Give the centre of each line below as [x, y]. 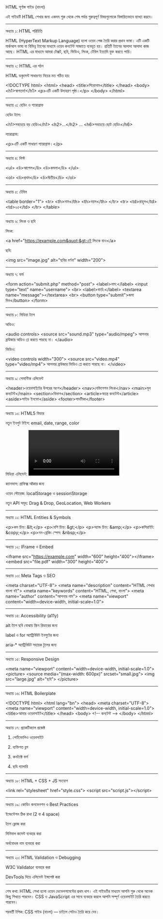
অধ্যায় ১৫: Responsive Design [32, 659]
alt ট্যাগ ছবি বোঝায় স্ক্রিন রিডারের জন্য [31, 625]
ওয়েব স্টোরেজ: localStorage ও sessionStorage [46, 493]
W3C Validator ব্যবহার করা [28, 867]
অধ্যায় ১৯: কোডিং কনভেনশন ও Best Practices [42, 804]
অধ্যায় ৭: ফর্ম [15, 274]
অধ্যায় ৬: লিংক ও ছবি [21, 221]
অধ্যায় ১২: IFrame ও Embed [30, 547]
